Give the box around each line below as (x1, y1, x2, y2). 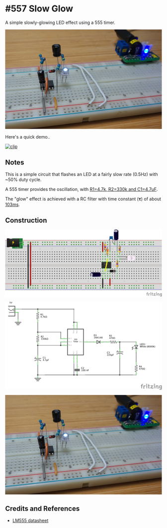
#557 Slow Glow (5, 3, 74, 14)
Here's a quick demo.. (5, 134, 51, 140)
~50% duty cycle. (5, 176, 42, 182)
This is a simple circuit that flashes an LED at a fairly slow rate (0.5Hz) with (5, 172, 158, 177)
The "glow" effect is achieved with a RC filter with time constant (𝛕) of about (5, 196, 162, 202)
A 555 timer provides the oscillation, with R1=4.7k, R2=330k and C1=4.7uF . (5, 186, 158, 192)
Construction (5, 216, 47, 224)
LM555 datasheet (12, 518, 49, 524)
